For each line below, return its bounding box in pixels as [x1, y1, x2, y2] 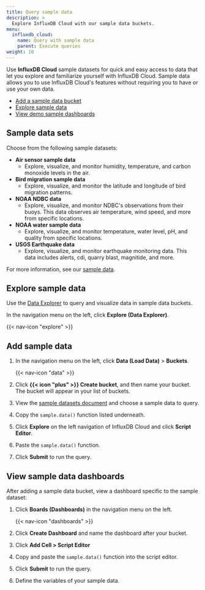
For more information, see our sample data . [6, 265, 116, 273]
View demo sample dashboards [15, 110, 95, 117]
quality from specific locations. [24, 234, 103, 241]
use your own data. [6, 85, 55, 93]
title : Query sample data [6, 9, 72, 15]
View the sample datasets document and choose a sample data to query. [15, 399, 199, 407]
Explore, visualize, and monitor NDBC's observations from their [24, 202, 184, 209]
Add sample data [6, 341, 72, 351]
